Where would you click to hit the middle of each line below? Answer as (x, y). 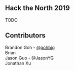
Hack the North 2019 (37, 8)
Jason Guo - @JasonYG (30, 58)
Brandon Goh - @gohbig (30, 47)
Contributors (25, 36)
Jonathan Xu (18, 63)
